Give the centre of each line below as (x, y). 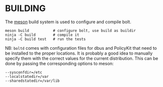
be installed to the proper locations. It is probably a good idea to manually (79, 53)
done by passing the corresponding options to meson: (59, 63)
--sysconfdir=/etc (24, 72)
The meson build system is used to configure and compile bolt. (68, 22)
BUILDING (26, 8)
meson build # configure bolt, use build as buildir (71, 30)
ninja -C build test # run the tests (45, 39)
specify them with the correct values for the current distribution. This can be (81, 58)
